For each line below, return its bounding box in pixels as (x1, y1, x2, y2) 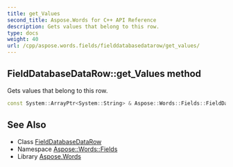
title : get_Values (7, 10, 60, 17)
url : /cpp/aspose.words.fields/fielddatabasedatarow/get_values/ (7, 42, 200, 49)
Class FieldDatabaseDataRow (17, 137, 102, 146)
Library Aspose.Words (17, 152, 82, 160)
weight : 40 (7, 36, 39, 43)
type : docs (7, 29, 39, 37)
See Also (7, 119, 46, 131)
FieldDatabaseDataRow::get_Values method (7, 68, 202, 80)
